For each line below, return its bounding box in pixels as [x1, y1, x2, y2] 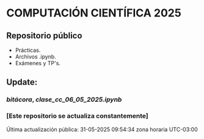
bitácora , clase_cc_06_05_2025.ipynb [6, 95, 122, 104]
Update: [6, 77, 38, 88]
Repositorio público [6, 30, 82, 41]
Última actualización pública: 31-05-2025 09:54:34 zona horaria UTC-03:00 [6, 126, 199, 133]
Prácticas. [15, 46, 41, 54]
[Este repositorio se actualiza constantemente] [6, 112, 148, 120]
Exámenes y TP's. [15, 60, 61, 66]
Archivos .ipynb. [15, 53, 56, 60]
